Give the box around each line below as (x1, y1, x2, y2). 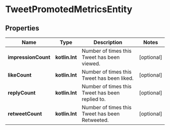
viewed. (81, 60, 101, 67)
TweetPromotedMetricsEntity (5, 4, 133, 15)
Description (93, 39, 122, 46)
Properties (5, 24, 39, 32)
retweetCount (8, 110, 42, 117)
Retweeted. (81, 117, 109, 123)
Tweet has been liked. (81, 75, 134, 82)
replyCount (8, 89, 36, 96)
